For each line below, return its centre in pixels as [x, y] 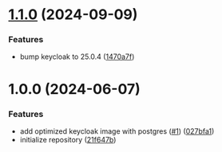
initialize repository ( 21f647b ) [68, 139]
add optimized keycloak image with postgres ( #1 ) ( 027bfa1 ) [117, 131]
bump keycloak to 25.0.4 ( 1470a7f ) [77, 57]
